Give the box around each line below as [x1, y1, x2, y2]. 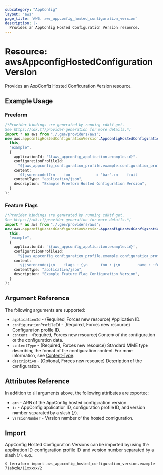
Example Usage [5, 97, 53, 105]
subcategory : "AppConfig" [5, 7, 57, 12]
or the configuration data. [12, 337, 64, 343]
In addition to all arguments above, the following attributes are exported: [5, 390, 149, 396]
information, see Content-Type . [12, 352, 75, 358]
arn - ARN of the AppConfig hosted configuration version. [12, 399, 128, 405]
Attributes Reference [5, 377, 70, 386]
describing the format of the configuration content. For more [12, 347, 133, 353]
